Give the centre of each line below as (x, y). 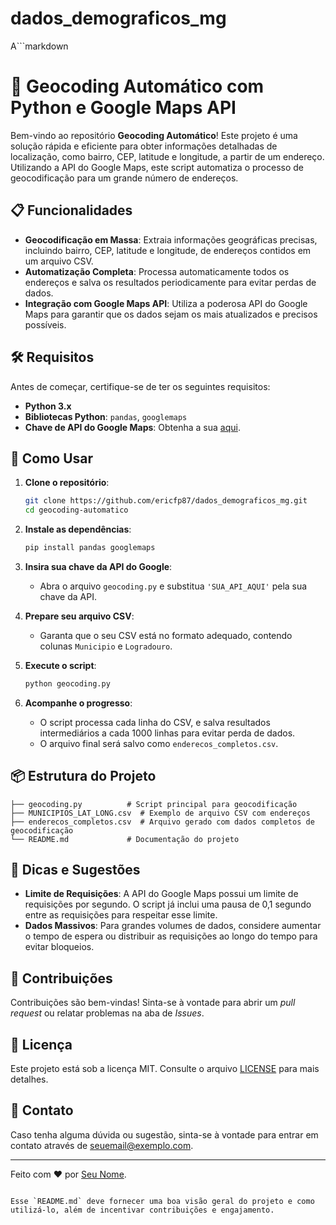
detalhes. (29, 1079)
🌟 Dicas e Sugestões (75, 870)
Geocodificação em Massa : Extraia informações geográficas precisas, (171, 239)
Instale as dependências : (78, 529)
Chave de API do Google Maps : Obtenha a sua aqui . (132, 427)
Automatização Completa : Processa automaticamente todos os (157, 271)
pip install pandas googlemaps (90, 548)
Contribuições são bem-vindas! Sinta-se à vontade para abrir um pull (153, 1003)
